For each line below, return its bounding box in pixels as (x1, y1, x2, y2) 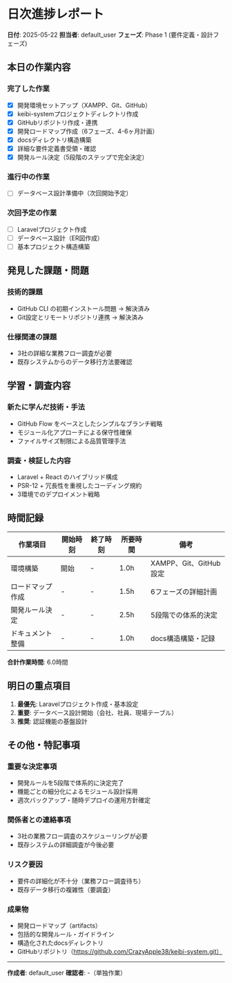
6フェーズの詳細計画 (151, 586, 217, 596)
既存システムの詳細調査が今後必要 (17, 840, 115, 849)
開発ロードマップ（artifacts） (17, 921, 101, 930)
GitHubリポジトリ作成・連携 (17, 118, 98, 127)
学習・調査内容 (7, 380, 71, 392)
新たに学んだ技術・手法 (7, 402, 85, 412)
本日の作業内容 (7, 62, 71, 73)
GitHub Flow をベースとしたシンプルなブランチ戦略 (17, 420, 163, 428)
